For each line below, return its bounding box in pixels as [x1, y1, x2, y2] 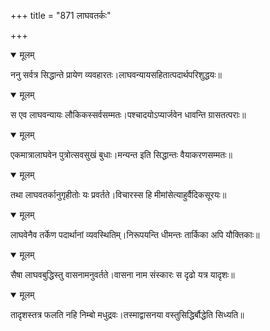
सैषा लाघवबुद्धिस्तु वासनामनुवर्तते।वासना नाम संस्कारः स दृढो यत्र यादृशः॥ [10, 269, 235, 280]
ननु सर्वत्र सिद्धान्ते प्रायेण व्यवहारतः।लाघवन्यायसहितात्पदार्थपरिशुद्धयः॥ [10, 69, 222, 80]
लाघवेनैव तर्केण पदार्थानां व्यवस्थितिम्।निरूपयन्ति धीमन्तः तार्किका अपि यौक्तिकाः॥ [10, 229, 260, 240]
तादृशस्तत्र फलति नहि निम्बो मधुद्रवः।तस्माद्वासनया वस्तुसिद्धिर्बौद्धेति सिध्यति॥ [10, 309, 245, 320]
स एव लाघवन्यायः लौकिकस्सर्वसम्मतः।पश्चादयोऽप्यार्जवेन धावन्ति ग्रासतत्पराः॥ [10, 109, 247, 120]
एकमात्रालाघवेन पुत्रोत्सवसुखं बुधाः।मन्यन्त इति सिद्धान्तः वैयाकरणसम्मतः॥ [10, 149, 233, 160]
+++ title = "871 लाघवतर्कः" [10, 10, 112, 21]
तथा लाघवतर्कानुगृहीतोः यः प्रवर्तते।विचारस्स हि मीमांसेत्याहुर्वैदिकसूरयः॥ [10, 189, 227, 200]
